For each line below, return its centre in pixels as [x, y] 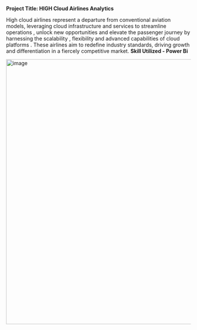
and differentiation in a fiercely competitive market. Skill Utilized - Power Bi [97, 51]
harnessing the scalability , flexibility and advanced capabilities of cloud [93, 38]
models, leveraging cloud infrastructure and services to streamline [86, 26]
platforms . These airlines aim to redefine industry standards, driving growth [98, 45]
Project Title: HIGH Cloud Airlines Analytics [60, 9]
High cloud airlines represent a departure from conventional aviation [89, 20]
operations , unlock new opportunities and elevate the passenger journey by [98, 32]
